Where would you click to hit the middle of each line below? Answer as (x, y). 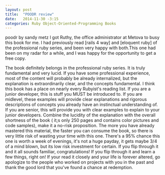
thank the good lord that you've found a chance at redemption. (69, 168)
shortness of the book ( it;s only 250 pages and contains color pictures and (82, 120)
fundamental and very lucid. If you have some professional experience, (78, 73)
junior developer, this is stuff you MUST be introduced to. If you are (74, 94)
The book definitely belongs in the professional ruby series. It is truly (75, 68)
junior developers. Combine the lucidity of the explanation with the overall (81, 115)
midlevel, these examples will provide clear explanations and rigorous (76, 100)
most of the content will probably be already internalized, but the (71, 78)
